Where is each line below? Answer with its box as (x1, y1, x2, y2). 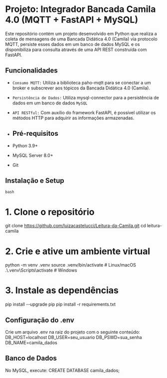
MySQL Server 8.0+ (12, 152, 53, 158)
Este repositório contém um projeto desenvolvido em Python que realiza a (5, 30, 157, 36)
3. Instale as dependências (5, 285, 119, 296)
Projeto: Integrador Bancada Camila (5, 3, 156, 15)
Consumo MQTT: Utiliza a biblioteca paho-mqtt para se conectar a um (12, 79, 151, 85)
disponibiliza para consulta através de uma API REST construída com (5, 46, 147, 52)
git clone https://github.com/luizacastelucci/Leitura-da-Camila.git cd (5, 223, 146, 229)
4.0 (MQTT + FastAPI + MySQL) (5, 14, 139, 25)
